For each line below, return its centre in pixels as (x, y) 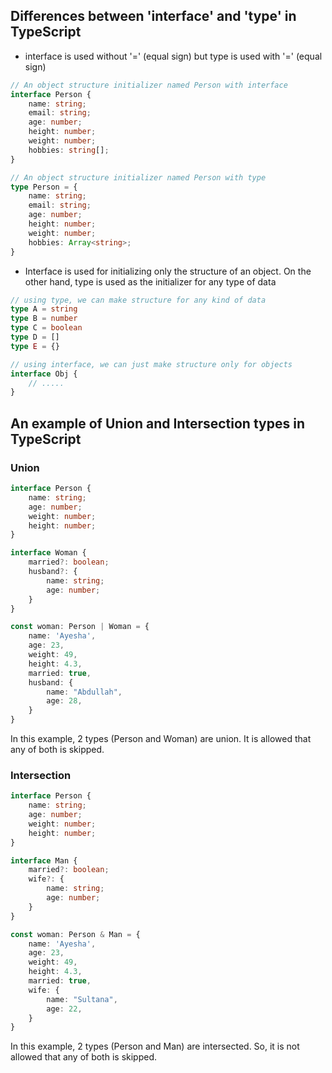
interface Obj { (44, 374)
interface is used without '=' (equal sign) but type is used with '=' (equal (173, 56)
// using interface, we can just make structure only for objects (151, 364)
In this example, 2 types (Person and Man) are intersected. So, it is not (155, 1046)
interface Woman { (48, 553)
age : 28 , (64, 701)
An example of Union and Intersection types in (157, 423)
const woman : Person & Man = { (75, 934)
